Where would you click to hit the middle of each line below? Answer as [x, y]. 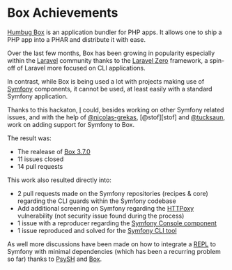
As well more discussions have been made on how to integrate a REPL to [111, 244]
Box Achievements [63, 13]
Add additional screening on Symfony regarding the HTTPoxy [106, 208]
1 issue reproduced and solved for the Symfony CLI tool [97, 230]
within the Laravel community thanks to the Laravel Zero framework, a [108, 60]
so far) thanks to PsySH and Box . [55, 259]
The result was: [30, 138]
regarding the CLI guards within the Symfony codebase [96, 201]
